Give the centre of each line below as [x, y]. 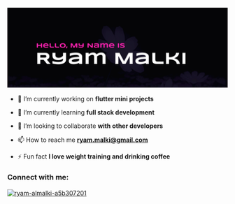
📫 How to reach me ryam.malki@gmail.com [83, 140]
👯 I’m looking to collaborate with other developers [90, 126]
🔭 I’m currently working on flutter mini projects [85, 99]
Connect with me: [38, 177]
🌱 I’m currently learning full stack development [86, 112]
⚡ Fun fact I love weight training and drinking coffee [94, 156]
